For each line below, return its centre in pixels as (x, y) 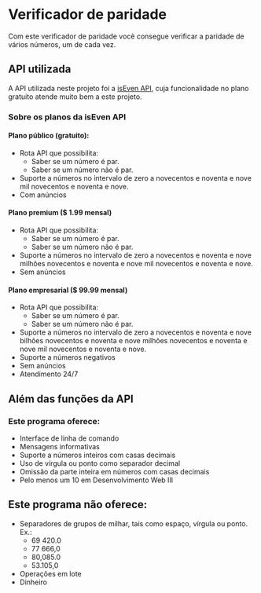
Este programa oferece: (54, 421)
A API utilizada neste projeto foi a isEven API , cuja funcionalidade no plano (129, 88)
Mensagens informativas (59, 446)
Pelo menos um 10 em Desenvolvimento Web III (96, 480)
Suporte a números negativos (67, 357)
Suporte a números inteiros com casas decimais (97, 455)
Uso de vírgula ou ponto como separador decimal (100, 463)
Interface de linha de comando (69, 438)
